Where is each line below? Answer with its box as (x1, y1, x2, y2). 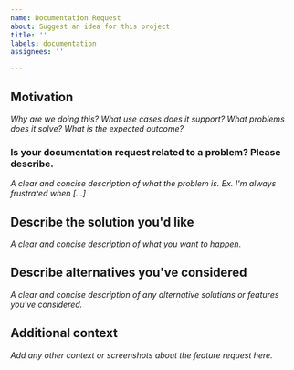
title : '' (10, 30, 48, 39)
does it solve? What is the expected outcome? (10, 122, 184, 133)
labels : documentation (10, 38, 97, 48)
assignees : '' (10, 48, 65, 57)
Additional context (10, 325, 118, 341)
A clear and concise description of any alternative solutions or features (10, 289, 279, 300)
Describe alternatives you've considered (10, 265, 247, 280)
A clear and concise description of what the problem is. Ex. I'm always (10, 178, 277, 189)
